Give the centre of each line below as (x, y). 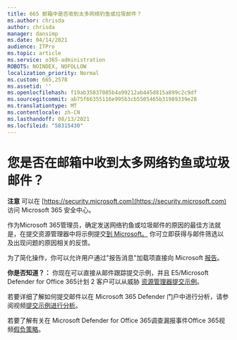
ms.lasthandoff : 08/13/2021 (49, 119)
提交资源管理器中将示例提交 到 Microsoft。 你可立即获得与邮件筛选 (122, 234)
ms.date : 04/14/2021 (38, 40)
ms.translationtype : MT (42, 106)
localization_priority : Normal (53, 73)
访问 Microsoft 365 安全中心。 (51, 210)
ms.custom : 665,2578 (38, 80)
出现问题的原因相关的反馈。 (53, 243)
